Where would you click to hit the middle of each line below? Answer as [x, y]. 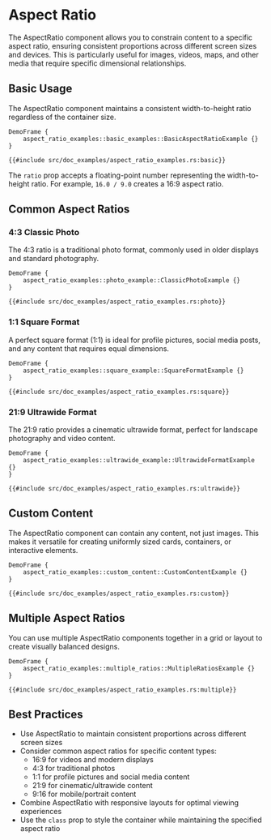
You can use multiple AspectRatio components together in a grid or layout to [135, 637]
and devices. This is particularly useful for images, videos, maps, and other [133, 54]
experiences [41, 812]
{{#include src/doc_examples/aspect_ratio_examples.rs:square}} [119, 392]
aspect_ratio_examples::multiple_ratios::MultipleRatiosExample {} [139, 668]
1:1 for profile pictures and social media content [111, 777]
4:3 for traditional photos [74, 769]
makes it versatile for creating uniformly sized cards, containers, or [120, 542]
